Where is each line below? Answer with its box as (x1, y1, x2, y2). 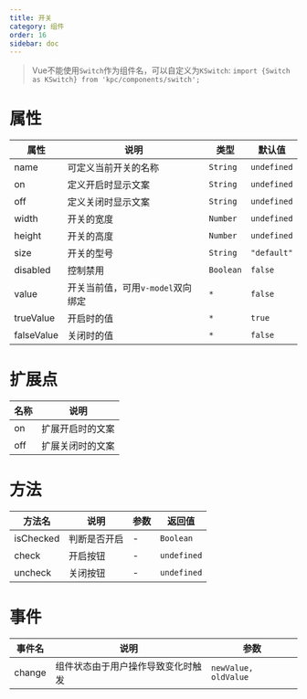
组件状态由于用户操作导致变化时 (55, 660, 194, 673)
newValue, (211, 663, 254, 673)
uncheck (14, 567, 52, 579)
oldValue (211, 673, 249, 682)
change (14, 666, 48, 679)
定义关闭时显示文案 (67, 196, 151, 208)
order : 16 (9, 30, 48, 39)
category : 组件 (9, 22, 65, 31)
